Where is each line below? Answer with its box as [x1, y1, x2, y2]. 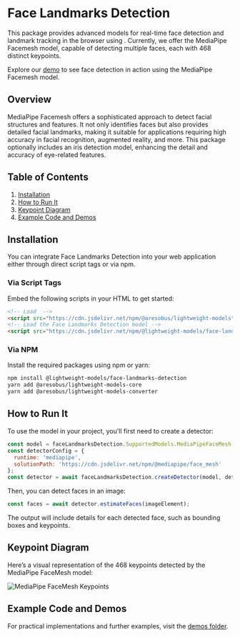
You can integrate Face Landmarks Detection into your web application [7, 252, 216, 261]
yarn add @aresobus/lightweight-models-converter [7, 388, 159, 396]
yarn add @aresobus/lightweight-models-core [7, 381, 142, 388]
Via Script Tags [7, 278, 62, 288]
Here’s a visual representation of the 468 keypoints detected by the [7, 561, 206, 569]
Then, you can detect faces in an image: [7, 487, 126, 496]
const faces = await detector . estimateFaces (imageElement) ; [7, 501, 191, 508]
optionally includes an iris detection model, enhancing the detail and [7, 143, 209, 151]
